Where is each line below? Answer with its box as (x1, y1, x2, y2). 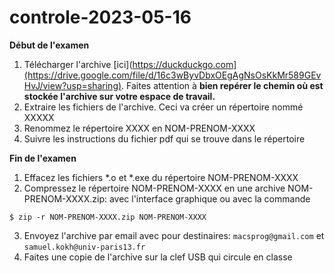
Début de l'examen (9, 39, 90, 51)
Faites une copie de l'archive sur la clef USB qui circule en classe (23, 251, 293, 263)
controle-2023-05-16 (9, 6, 192, 29)
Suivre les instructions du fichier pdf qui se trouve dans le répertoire (23, 132, 306, 145)
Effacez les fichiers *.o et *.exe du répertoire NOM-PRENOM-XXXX (23, 171, 299, 183)
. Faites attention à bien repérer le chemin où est (121, 79, 324, 91)
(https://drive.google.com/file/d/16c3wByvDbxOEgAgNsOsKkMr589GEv (23, 69, 322, 81)
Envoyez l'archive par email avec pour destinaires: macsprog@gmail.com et (23, 229, 325, 241)
